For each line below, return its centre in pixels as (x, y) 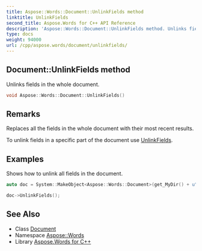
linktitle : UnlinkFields (37, 17)
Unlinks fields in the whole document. (53, 84)
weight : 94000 (24, 40)
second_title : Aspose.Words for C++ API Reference (71, 23)
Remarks (23, 114)
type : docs (20, 34)
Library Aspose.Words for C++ (53, 241)
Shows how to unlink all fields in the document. (65, 174)
